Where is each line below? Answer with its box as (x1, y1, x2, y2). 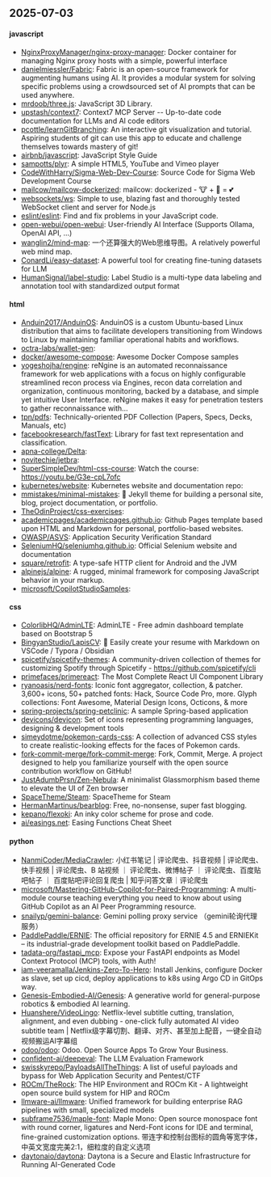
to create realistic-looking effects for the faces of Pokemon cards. (20, 740, 240, 750)
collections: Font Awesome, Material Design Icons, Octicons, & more (20, 698, 248, 707)
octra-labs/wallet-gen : (20, 343, 96, 352)
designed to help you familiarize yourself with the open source (20, 757, 229, 767)
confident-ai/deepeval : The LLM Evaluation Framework (20, 1054, 204, 1064)
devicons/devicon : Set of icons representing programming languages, (20, 715, 253, 724)
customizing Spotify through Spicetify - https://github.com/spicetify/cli (20, 663, 256, 673)
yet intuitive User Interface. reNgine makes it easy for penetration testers (20, 394, 264, 404)
